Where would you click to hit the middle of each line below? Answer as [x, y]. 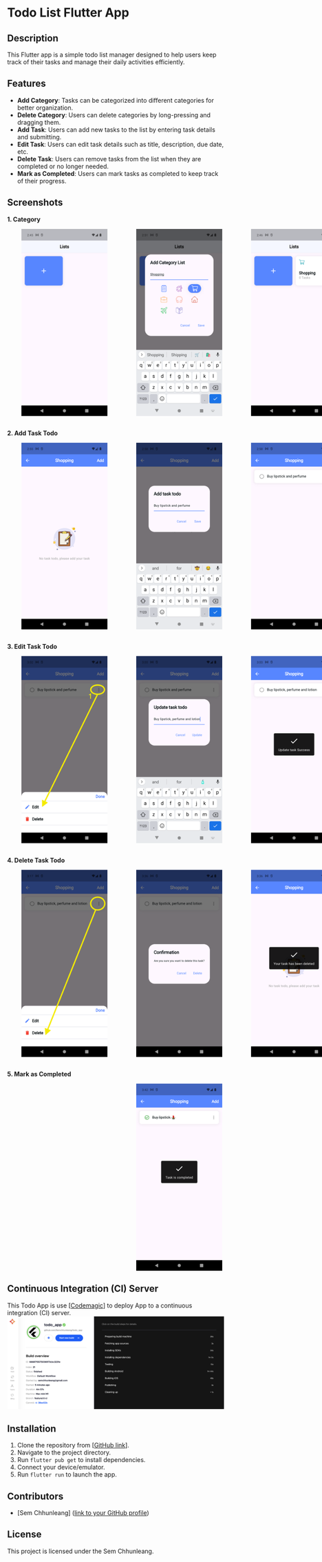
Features [26, 84]
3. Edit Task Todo [32, 647]
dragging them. [39, 122]
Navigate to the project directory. [64, 1452]
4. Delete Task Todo [36, 861]
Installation [32, 1429]
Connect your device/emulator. [61, 1468]
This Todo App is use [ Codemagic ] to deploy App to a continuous [100, 1305]
